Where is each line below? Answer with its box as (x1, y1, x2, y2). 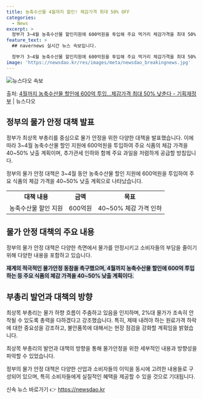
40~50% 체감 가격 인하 (98, 204, 162, 213)
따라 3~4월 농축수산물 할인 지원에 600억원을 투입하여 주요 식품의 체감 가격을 (6, 142, 188, 149)
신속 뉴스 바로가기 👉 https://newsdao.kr (6, 386, 105, 393)
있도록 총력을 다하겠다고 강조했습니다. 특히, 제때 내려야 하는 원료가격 (24, 317, 186, 324)
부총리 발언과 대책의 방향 (6, 291, 93, 302)
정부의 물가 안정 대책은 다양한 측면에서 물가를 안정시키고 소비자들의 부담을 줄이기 (6, 244, 198, 251)
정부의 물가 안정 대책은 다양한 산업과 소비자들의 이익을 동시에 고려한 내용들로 (6, 366, 188, 373)
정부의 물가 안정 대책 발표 (6, 117, 95, 128)
